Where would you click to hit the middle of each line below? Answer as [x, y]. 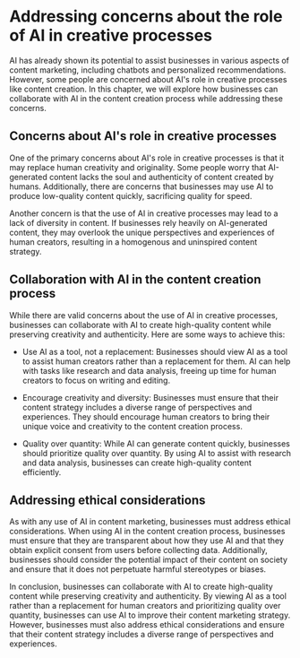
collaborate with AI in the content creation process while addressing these [146, 98]
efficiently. [42, 472]
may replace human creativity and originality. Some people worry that [138, 167]
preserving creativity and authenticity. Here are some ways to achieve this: [147, 334]
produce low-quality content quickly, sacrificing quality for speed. [131, 195]
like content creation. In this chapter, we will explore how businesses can [144, 89]
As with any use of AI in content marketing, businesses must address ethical [150, 522]
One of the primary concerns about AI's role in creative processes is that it [147, 158]
